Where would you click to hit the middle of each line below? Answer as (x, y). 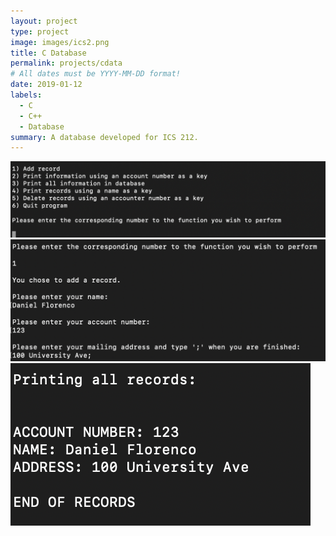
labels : (26, 95)
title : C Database (48, 53)
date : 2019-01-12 (46, 85)
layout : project (44, 21)
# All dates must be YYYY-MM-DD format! (96, 74)
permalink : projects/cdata (66, 63)
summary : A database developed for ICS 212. (104, 137)
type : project (40, 31)
